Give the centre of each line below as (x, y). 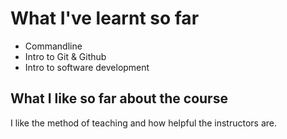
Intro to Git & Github (65, 56)
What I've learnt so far (105, 18)
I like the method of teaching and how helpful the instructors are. (143, 123)
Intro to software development (87, 67)
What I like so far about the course (119, 98)
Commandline (53, 46)
